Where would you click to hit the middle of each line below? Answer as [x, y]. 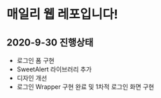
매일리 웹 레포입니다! [62, 14]
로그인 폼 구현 [35, 61]
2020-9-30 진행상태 [50, 42]
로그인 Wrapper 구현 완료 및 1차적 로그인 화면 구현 [85, 87]
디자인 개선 [32, 78]
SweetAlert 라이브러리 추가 [54, 69]
